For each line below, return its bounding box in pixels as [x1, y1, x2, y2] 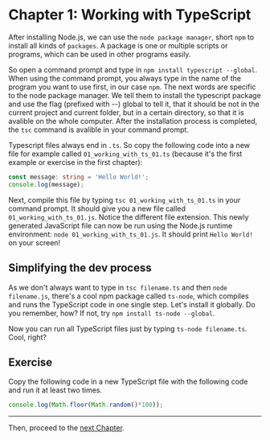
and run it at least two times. [8, 385, 103, 395]
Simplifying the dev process [8, 261, 153, 275]
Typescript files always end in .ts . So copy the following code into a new [8, 140, 251, 150]
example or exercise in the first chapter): [8, 157, 143, 167]
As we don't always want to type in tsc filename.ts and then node [8, 282, 227, 292]
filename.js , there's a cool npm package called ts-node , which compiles [8, 291, 249, 301]
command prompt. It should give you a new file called [8, 204, 186, 213]
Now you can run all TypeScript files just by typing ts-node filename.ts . [8, 323, 247, 333]
